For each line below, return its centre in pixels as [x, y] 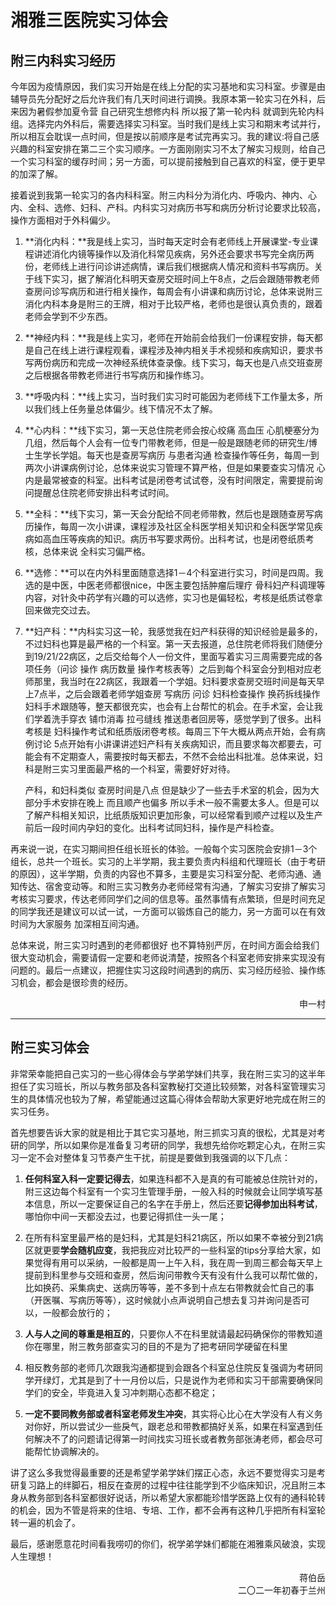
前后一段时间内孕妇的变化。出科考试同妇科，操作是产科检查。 [152, 827]
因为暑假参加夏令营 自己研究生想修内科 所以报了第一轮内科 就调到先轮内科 [171, 111]
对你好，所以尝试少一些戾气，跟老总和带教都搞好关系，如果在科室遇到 [169, 1426]
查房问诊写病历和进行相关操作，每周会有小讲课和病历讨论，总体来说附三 [173, 291]
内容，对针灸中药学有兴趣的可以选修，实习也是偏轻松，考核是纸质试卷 [169, 597]
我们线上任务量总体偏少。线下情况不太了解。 [125, 409]
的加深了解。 [36, 174]
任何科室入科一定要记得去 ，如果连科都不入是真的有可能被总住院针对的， [173, 1178]
